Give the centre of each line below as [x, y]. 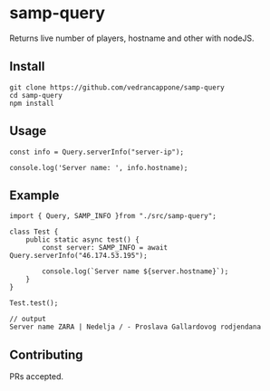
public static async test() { [83, 240]
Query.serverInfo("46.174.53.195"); [78, 256]
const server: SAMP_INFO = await [105, 248]
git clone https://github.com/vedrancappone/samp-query [117, 87]
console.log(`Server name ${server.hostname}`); [135, 272]
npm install [32, 103]
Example [34, 195]
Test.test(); [34, 303]
